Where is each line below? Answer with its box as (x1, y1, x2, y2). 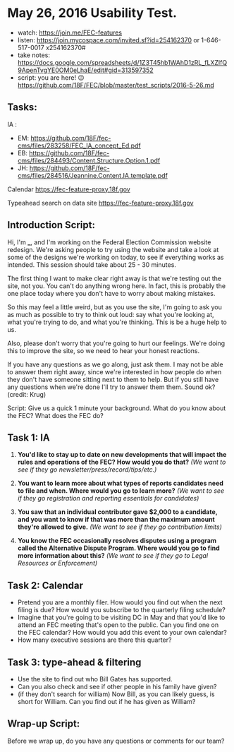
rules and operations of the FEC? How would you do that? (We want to (17, 458, 226, 467)
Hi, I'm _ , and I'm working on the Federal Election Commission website (7, 238, 211, 246)
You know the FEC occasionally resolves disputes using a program (17, 537, 217, 545)
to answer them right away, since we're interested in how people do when (7, 367, 222, 376)
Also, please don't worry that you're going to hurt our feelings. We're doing (7, 339, 226, 347)
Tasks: (7, 101, 37, 114)
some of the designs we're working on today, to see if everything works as (7, 253, 224, 261)
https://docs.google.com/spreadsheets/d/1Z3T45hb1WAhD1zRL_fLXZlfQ (17, 58, 228, 66)
